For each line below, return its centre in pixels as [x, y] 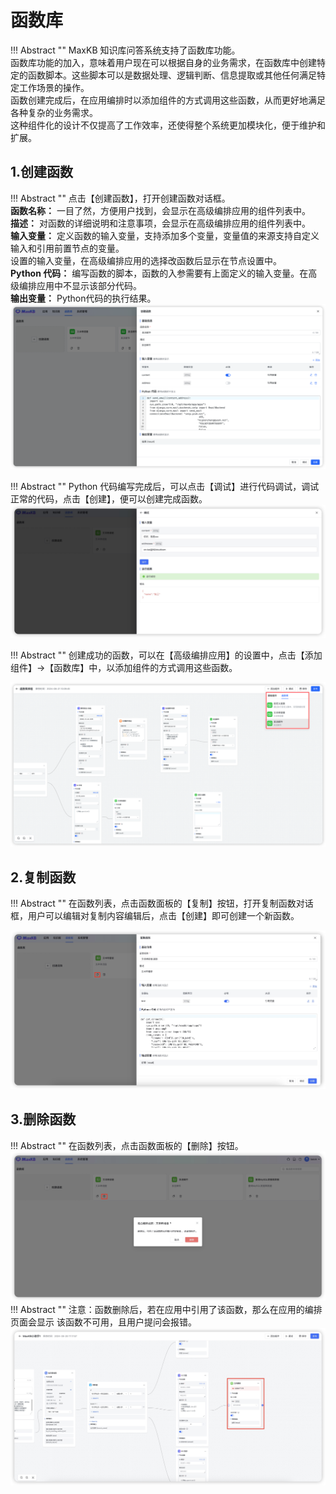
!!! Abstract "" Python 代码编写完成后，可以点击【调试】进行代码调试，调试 [165, 487]
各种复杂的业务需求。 [54, 112]
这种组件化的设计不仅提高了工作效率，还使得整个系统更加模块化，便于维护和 [168, 125]
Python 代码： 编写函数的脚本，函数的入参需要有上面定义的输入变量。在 [159, 273]
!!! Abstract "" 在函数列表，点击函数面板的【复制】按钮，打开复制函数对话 [162, 903]
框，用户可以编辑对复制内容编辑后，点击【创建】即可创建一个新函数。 [155, 916]
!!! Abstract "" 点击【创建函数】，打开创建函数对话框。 [120, 198]
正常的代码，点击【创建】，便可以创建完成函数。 [109, 499]
